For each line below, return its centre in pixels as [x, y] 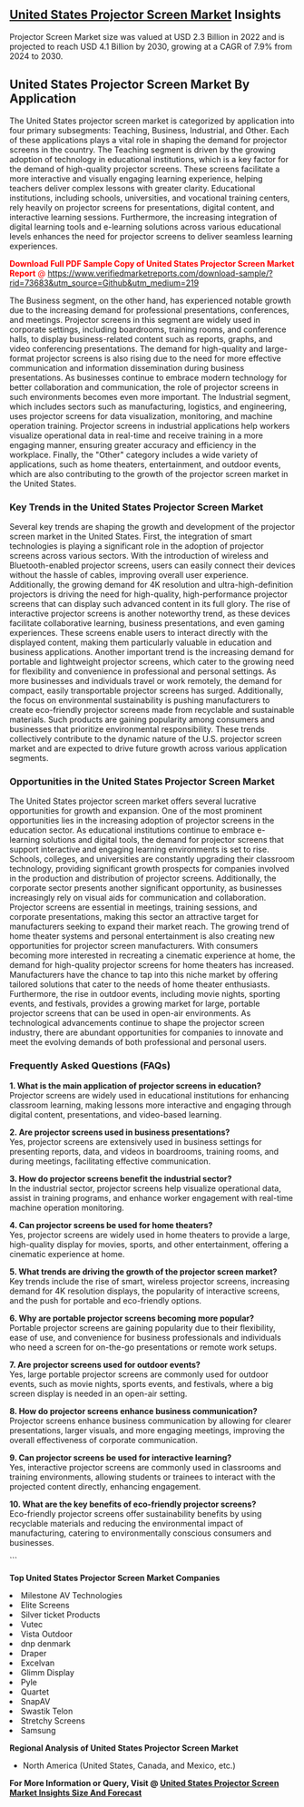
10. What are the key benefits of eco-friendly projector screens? [133, 1504]
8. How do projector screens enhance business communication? [133, 1411]
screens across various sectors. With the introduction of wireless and [139, 555]
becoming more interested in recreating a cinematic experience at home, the [152, 955]
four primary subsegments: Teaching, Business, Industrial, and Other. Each [149, 130]
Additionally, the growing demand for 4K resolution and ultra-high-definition [152, 584]
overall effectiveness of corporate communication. [103, 1440]
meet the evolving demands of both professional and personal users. [138, 1042]
